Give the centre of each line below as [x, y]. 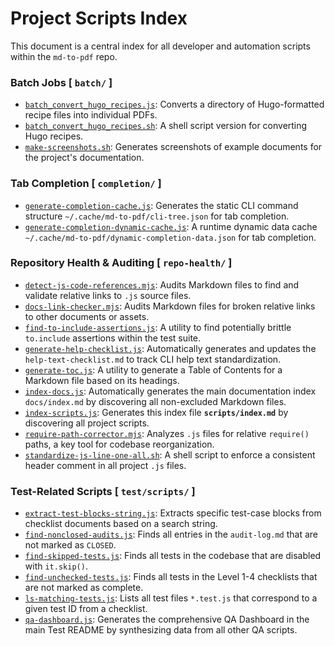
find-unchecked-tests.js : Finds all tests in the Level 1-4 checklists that [171, 577]
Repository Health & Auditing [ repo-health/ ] [121, 263]
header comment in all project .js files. [105, 465]
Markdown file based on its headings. [102, 380]
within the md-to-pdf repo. [64, 56]
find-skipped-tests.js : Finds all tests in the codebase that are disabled [173, 556]
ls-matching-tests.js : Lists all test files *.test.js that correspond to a [171, 598]
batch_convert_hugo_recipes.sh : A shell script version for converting [166, 126]
